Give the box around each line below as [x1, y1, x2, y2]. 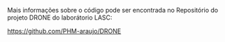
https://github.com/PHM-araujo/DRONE [7, 27, 122, 35]
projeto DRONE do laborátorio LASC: [7, 13, 113, 22]
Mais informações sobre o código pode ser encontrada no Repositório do [7, 6, 219, 14]
